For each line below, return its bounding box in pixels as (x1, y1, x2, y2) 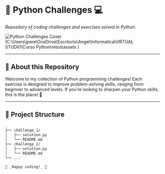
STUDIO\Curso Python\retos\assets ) (5, 44, 80, 50)
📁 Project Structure (5, 111, 65, 119)
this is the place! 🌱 (5, 91, 43, 97)
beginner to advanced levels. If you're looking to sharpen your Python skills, (5, 86, 159, 92)
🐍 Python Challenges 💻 (5, 4, 103, 16)
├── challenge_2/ (5, 142, 41, 147)
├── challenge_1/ (5, 128, 41, 133)
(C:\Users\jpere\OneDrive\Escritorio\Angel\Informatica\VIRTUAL (5, 38, 134, 45)
